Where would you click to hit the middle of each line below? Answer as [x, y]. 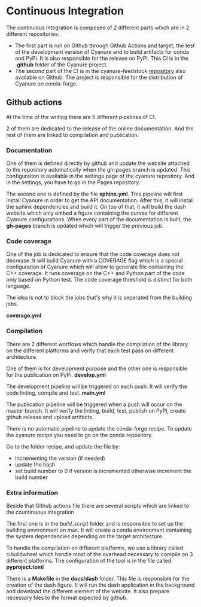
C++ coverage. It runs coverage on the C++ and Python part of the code [96, 273]
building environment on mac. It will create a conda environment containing [99, 530]
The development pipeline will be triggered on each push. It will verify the [97, 386]
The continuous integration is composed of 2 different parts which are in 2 [98, 28]
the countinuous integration [40, 512]
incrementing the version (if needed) [60, 458]
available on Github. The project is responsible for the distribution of [99, 77]
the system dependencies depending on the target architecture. [85, 536]
